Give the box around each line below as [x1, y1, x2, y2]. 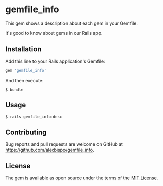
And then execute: [5, 77, 44, 83]
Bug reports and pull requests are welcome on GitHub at [5, 141, 123, 147]
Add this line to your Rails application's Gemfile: [5, 58, 105, 64]
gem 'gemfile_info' [5, 68, 47, 73]
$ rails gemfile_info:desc [5, 114, 62, 120]
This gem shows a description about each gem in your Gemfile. [5, 20, 138, 26]
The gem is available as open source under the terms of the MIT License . [5, 175, 158, 181]
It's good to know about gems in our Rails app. [5, 30, 103, 36]
